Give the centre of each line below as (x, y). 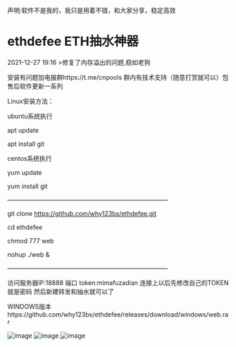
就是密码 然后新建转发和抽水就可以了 (61, 291)
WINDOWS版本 (29, 306)
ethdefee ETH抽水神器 (73, 42)
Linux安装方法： (31, 101)
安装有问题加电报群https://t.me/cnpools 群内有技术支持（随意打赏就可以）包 (118, 77)
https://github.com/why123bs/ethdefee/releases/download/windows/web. (115, 314)
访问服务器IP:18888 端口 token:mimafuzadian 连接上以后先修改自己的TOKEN (118, 282)
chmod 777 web (31, 241)
